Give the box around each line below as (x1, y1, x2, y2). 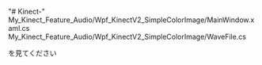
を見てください (8, 48, 57, 58)
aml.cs (8, 24, 30, 32)
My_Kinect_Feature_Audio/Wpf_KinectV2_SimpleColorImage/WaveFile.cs (8, 32, 247, 41)
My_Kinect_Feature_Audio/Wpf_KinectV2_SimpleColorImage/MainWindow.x (8, 15, 255, 25)
